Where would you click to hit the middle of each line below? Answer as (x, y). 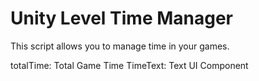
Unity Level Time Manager (122, 18)
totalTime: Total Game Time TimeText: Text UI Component (129, 65)
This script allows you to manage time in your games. (120, 46)
